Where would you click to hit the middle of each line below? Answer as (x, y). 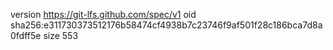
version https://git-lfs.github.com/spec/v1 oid (103, 14)
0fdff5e (26, 35)
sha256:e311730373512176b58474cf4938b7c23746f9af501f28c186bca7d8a (166, 25)
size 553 (61, 35)
